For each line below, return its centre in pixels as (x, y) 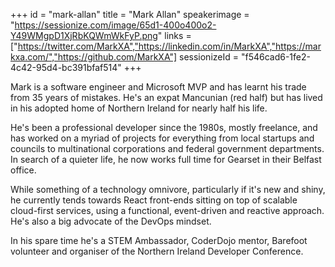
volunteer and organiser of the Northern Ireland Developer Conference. (157, 251)
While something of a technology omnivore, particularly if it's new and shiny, (168, 189)
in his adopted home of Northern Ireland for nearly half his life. (139, 108)
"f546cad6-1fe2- (275, 57)
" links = (174, 35)
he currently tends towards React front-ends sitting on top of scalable (154, 200)
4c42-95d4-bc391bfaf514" (66, 67)
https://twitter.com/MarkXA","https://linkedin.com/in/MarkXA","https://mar (169, 46)
